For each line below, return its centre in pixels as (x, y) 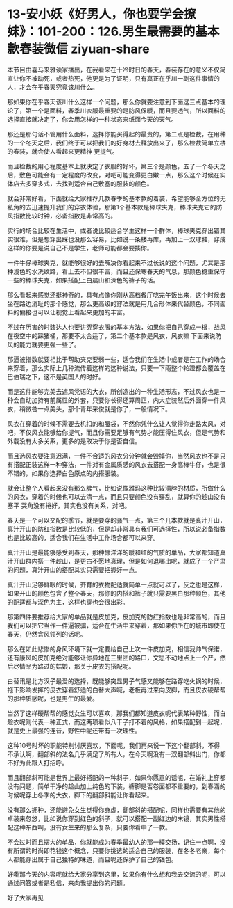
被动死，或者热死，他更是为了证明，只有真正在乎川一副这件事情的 (125, 78)
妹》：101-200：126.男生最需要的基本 (113, 32)
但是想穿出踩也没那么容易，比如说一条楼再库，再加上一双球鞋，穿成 (128, 239)
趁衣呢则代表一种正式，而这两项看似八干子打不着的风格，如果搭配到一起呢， (116, 722)
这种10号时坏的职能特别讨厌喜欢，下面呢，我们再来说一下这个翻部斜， (107, 745)
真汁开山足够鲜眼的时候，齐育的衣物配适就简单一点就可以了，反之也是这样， (116, 584)
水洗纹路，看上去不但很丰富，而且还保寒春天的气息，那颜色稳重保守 (128, 271)
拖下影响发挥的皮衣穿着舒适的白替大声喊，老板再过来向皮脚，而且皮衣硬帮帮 (116, 690)
